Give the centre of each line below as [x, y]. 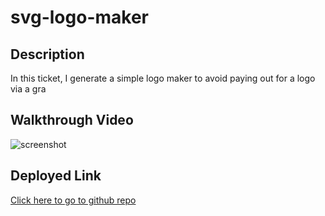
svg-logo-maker [79, 17]
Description [47, 54]
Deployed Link [56, 176]
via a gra [28, 89]
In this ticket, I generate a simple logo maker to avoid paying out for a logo [163, 78]
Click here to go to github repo [73, 200]
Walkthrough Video [72, 120]
